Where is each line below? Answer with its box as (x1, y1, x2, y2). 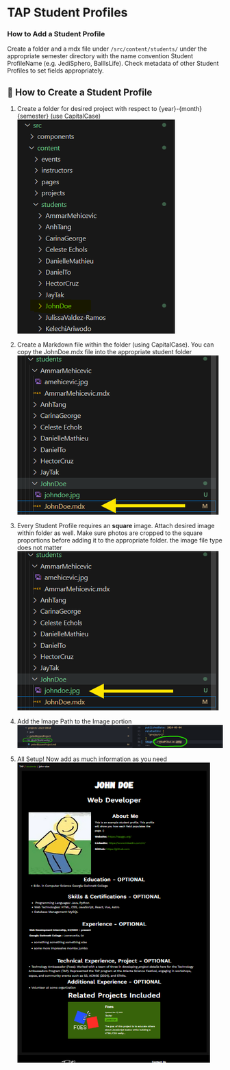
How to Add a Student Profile (7, 29, 105, 39)
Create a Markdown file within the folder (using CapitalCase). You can (16, 340, 214, 349)
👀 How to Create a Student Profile (7, 86, 153, 98)
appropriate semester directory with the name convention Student (7, 52, 194, 60)
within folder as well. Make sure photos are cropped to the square (16, 529, 203, 537)
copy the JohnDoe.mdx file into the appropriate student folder (16, 348, 192, 356)
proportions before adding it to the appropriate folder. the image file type (16, 536, 222, 545)
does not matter (16, 543, 63, 552)
